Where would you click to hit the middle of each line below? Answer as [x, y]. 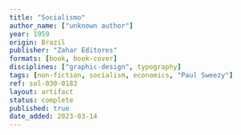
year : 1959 [29, 34]
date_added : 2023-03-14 [54, 116]
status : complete [42, 100]
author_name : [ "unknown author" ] [71, 26]
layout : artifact [42, 91]
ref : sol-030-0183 [43, 83]
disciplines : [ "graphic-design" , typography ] [95, 67]
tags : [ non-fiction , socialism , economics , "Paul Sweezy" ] [121, 75]
